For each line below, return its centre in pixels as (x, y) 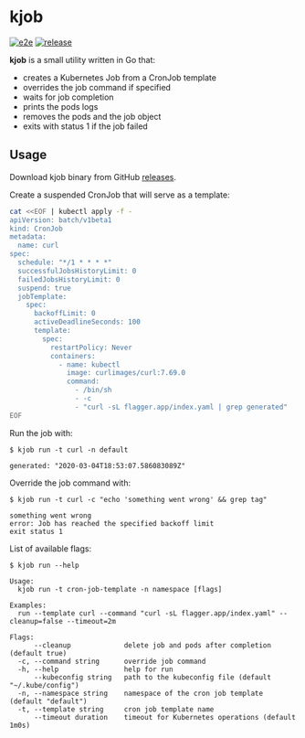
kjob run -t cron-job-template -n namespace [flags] (120, 589)
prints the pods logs (60, 106)
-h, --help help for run (95, 669)
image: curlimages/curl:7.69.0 (126, 373)
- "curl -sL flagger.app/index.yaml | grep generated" (181, 407)
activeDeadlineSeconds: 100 (87, 322)
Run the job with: (41, 433)
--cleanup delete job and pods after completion (152, 645)
